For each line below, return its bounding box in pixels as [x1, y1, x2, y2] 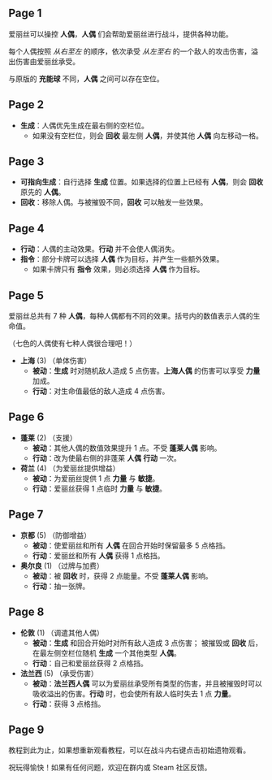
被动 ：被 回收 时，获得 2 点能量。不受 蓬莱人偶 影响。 [32, 570, 213, 580]
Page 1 [8, 6, 42, 20]
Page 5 [8, 288, 45, 302]
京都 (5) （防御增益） [19, 530, 92, 539]
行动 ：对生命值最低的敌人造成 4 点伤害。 [32, 386, 170, 396]
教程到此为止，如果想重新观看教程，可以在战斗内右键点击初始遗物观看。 [8, 745, 250, 755]
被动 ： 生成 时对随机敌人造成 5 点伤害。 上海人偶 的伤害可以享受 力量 [32, 366, 261, 376]
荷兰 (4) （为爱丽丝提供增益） [19, 463, 120, 473]
